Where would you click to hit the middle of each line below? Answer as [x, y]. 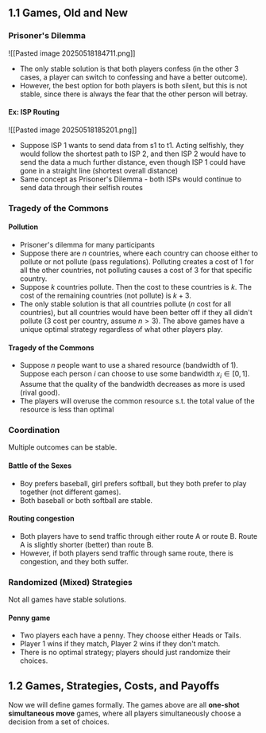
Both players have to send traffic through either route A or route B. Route [139, 536]
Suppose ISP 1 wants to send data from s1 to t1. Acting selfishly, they [132, 145]
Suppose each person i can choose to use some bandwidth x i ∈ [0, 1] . [135, 375]
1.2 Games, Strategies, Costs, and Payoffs [114, 686]
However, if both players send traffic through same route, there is [127, 553]
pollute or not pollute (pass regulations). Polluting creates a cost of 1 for [137, 262]
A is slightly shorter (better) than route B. [87, 544]
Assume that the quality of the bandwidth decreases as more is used [132, 384]
